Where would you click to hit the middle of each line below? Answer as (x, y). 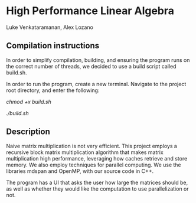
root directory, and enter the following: (53, 90)
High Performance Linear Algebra (90, 11)
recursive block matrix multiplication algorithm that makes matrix (85, 152)
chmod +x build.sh (29, 102)
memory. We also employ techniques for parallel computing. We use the (94, 165)
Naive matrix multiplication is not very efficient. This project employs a (92, 146)
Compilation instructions (53, 46)
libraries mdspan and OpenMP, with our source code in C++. (80, 171)
